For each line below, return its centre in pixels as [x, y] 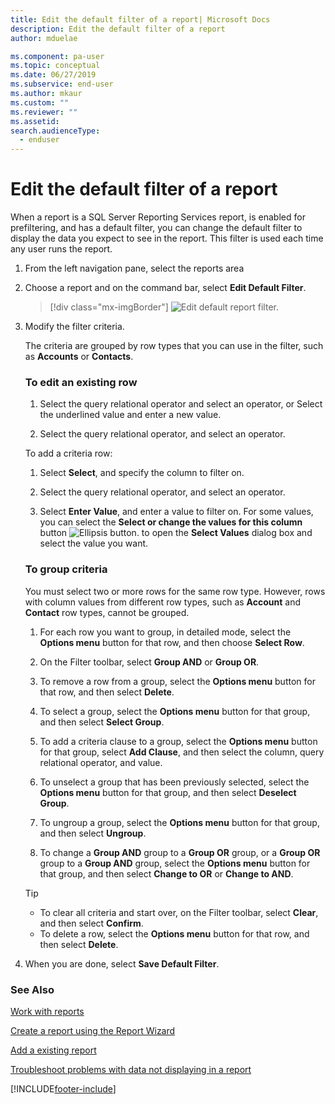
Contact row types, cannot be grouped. [107, 612]
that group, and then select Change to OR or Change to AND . [166, 873]
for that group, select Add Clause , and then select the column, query [182, 752]
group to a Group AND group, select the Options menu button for [175, 863]
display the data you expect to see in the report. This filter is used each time [167, 238]
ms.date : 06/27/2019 [53, 75]
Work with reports [47, 1011]
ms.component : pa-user [57, 56]
